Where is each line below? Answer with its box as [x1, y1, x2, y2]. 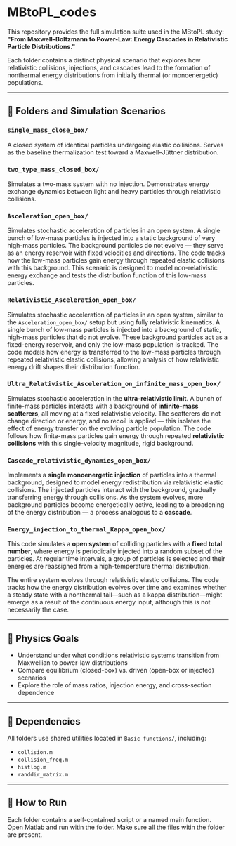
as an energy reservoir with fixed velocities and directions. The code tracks [7, 249, 225, 257]
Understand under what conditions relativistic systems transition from [17, 651, 220, 660]
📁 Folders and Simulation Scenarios [7, 105, 166, 117]
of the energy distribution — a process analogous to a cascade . [7, 508, 192, 517]
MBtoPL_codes [7, 4, 97, 20]
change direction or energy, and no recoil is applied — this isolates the [7, 416, 211, 425]
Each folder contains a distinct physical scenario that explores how [7, 55, 201, 64]
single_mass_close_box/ [7, 126, 89, 134]
